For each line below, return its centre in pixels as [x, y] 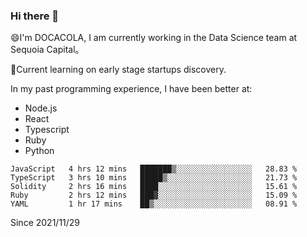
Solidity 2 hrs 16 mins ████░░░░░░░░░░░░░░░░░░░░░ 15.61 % [154, 187]
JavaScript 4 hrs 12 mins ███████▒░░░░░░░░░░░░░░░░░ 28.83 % [154, 169]
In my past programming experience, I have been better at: [131, 89]
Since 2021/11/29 [45, 223]
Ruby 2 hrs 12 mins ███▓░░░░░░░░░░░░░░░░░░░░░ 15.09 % [154, 195]
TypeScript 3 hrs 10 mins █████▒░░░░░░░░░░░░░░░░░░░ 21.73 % [154, 178]
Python [39, 151]
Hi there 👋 [35, 16]
